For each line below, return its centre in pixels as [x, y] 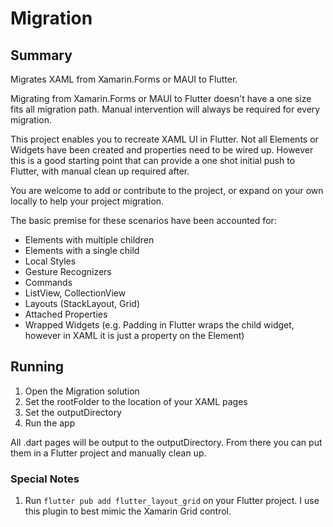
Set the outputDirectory [73, 412]
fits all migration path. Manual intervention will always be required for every [165, 109]
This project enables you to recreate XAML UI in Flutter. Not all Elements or [164, 139]
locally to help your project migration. [87, 201]
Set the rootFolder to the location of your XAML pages [136, 401]
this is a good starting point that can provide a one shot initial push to [153, 160]
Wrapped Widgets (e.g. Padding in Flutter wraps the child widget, [159, 325]
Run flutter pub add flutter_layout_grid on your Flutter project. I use [172, 501]
